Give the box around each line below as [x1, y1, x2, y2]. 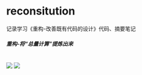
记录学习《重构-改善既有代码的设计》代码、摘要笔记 [6, 25, 136, 32]
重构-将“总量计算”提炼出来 [6, 40, 74, 47]
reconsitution [6, 4, 76, 18]
